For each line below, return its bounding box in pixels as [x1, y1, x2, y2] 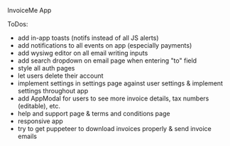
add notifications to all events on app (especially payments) [17, 41, 192, 49]
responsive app [17, 117, 64, 125]
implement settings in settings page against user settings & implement [17, 79, 224, 88]
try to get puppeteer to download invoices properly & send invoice [17, 125, 212, 132]
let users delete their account [17, 71, 104, 80]
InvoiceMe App [7, 6, 52, 14]
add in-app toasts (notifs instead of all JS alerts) [17, 33, 159, 42]
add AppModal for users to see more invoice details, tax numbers [17, 94, 209, 103]
